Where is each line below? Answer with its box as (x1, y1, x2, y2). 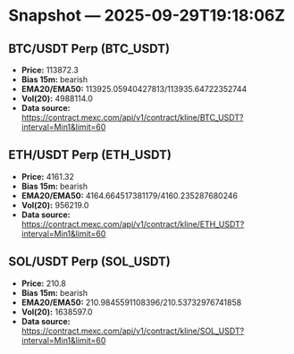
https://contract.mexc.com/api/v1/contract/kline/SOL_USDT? (21, 325, 245, 336)
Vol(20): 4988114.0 (21, 93, 93, 104)
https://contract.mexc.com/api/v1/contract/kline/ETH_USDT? (21, 218, 245, 229)
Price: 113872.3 (21, 64, 80, 75)
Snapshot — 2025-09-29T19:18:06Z (8, 5, 286, 26)
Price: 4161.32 (21, 171, 75, 181)
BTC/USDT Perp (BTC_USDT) (8, 41, 171, 56)
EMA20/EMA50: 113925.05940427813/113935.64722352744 (21, 84, 248, 94)
